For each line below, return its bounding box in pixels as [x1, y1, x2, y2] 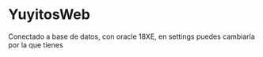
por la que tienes [8, 40, 63, 49]
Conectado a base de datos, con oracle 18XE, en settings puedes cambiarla [8, 32, 255, 41]
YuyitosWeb [8, 6, 91, 24]
